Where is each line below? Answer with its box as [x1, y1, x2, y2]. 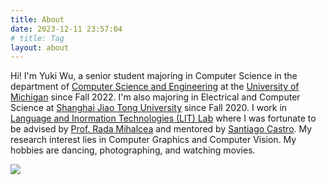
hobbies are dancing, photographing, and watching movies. [10, 144, 256, 156]
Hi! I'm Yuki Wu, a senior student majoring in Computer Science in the [10, 70, 298, 82]
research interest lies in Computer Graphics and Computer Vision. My [10, 134, 297, 146]
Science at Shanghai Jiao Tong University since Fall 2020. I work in [10, 102, 288, 114]
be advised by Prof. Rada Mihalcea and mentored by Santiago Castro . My [10, 123, 313, 135]
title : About [10, 14, 65, 25]
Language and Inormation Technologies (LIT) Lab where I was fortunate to [10, 112, 317, 125]
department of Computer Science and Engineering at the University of [10, 81, 300, 93]
